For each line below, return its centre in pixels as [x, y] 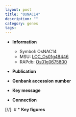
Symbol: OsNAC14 [38, 52]
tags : [11, 28]
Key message [26, 90]
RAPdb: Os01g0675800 [43, 62]
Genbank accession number [41, 81]
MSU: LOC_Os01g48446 [44, 57]
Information [25, 42]
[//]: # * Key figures [25, 110]
